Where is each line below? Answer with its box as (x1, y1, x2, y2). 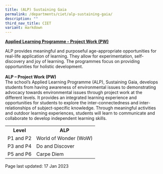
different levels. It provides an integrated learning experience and (5, 95, 137, 100)
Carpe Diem (36, 151, 64, 157)
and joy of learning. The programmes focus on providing (26, 58, 140, 64)
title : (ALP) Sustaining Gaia (5, 7, 67, 12)
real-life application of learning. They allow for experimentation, (5, 53, 134, 59)
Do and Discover (36, 143, 75, 150)
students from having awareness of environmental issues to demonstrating (5, 84, 156, 90)
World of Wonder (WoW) (36, 135, 93, 142)
